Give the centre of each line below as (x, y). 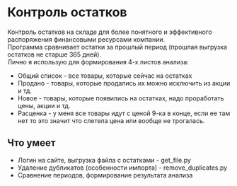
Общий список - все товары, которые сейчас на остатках (105, 76)
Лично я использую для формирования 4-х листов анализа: (98, 62)
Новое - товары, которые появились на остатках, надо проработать (121, 98)
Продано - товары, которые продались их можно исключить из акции (124, 83)
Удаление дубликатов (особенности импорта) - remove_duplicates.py (122, 168)
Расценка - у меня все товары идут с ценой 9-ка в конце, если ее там (124, 113)
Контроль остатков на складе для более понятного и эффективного (110, 32)
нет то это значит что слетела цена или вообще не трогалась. (111, 120)
